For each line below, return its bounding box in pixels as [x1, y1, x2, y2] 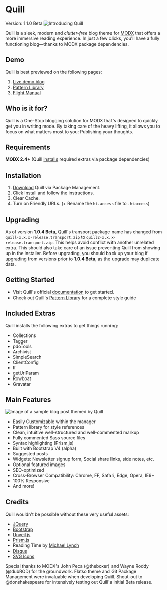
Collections [12, 332, 36, 339]
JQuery [12, 521, 29, 527]
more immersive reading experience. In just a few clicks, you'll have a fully [5, 35, 160, 41]
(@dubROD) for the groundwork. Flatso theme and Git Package [5, 568, 137, 575]
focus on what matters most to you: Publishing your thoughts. [5, 128, 134, 135]
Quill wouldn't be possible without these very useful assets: [5, 511, 129, 517]
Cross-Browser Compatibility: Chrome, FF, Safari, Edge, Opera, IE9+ [12, 472, 155, 479]
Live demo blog [12, 78, 45, 85]
